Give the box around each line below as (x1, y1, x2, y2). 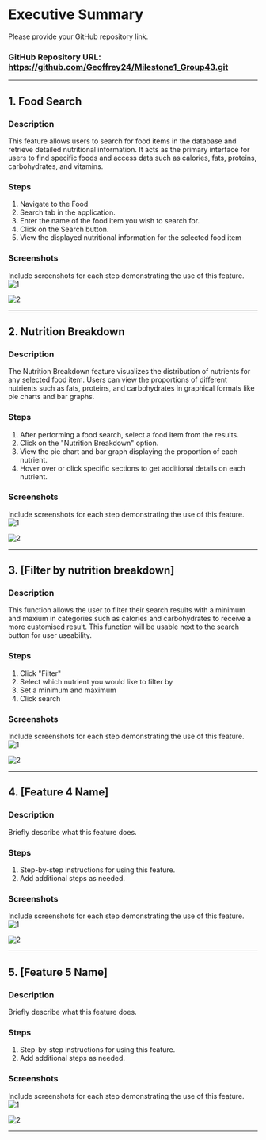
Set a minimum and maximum (19, 685, 116, 695)
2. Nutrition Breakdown (8, 325, 125, 338)
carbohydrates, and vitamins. (8, 161, 104, 171)
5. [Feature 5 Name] (8, 965, 108, 979)
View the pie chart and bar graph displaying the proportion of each (19, 446, 238, 456)
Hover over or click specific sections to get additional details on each (19, 463, 245, 473)
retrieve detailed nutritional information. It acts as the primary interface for (8, 144, 250, 154)
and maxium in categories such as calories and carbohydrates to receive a (8, 614, 252, 623)
